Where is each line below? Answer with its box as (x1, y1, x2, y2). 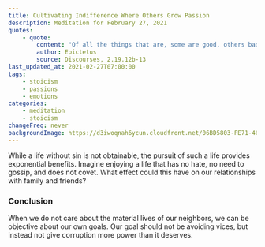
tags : (8, 70, 26, 78)
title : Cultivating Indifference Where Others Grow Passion (8, 11, 211, 20)
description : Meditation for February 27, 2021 (8, 19, 168, 27)
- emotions (22, 92, 58, 100)
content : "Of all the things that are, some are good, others (36, 41, 245, 49)
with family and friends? (8, 175, 87, 185)
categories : (8, 99, 47, 107)
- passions (22, 84, 58, 93)
